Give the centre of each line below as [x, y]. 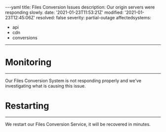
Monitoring [28, 63]
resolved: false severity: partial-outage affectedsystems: [94, 18]
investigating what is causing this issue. [45, 86]
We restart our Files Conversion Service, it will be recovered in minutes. [78, 124]
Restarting [27, 106]
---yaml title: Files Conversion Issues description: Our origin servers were [80, 7]
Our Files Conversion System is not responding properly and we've [73, 81]
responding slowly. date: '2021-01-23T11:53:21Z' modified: [64, 12]
